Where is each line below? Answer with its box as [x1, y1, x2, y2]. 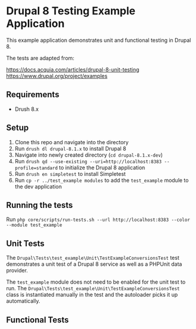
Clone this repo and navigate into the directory [14, 138, 129, 145]
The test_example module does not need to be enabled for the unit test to [6, 278, 186, 285]
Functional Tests [6, 315, 69, 325]
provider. [6, 267, 29, 274]
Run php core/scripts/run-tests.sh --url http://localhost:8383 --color [6, 216, 190, 223]
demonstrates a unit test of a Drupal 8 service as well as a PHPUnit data [6, 260, 182, 268]
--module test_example [6, 222, 62, 228]
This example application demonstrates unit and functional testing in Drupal [6, 36, 191, 44]
